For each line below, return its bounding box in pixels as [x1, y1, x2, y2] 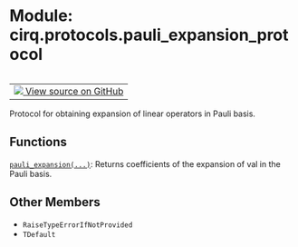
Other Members [9, 194, 101, 210]
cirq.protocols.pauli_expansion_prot [9, 25, 289, 45]
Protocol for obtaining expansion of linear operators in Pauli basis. [9, 108, 256, 119]
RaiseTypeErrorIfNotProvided [22, 220, 133, 230]
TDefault [22, 230, 56, 239]
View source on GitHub [25, 84, 124, 97]
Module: [9, 5, 73, 26]
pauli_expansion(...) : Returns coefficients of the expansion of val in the [9, 158, 281, 169]
